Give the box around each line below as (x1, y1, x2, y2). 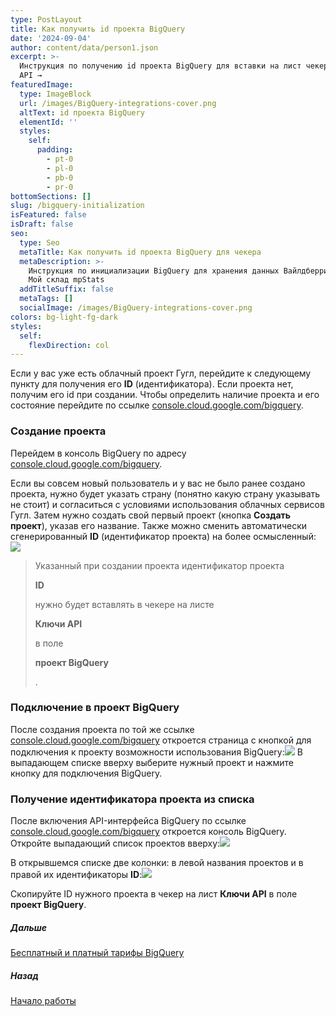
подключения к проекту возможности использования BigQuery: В (10, 746, 303, 758)
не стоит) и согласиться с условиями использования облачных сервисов (10, 498, 325, 510)
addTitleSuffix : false (19, 284, 114, 295)
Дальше (10, 921, 48, 933)
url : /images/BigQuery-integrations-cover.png (19, 98, 217, 108)
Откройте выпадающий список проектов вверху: (10, 837, 221, 850)
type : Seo (19, 237, 60, 248)
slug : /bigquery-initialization (10, 201, 145, 211)
